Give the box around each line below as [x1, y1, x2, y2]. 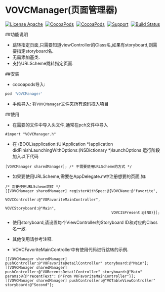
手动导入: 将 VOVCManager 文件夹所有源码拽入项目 [12, 101, 109, 107]
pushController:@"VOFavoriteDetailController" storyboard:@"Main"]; [5, 260, 149, 266]
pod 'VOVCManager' [5, 91, 43, 96]
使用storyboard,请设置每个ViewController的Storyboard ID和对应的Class [12, 219, 158, 225]
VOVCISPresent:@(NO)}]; [111, 210, 161, 215]
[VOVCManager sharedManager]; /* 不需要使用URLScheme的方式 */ [5, 164, 132, 169]
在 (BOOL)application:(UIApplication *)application [12, 141, 113, 147]
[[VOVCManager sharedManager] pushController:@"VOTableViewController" [5, 278, 156, 283]
